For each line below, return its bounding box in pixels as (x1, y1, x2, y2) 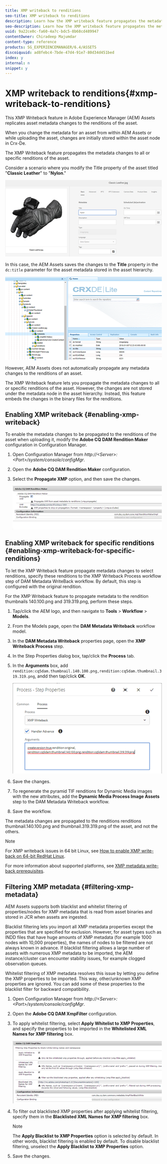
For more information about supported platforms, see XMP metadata (5, 863, 146, 869)
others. (5, 829, 20, 835)
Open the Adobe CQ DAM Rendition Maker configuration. (12, 467, 131, 473)
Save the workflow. (12, 808, 52, 814)
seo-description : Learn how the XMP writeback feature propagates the (5, 24, 155, 29)
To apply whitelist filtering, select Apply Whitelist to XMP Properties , (12, 1020, 155, 1027)
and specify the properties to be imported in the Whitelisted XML (12, 1026, 147, 1032)
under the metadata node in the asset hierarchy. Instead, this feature (5, 390, 146, 396)
